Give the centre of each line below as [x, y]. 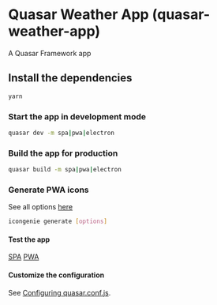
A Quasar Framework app [50, 53]
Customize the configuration [56, 275]
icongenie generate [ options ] [58, 222]
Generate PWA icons [49, 190]
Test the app [29, 239]
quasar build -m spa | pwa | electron [65, 170]
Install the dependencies [70, 78]
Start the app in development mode [77, 116]
